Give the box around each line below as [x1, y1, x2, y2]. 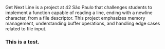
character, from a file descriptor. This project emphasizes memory [5, 15, 145, 21]
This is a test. [5, 38, 40, 45]
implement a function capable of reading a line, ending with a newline [5, 10, 153, 16]
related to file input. [5, 26, 47, 32]
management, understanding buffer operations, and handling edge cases [5, 20, 160, 26]
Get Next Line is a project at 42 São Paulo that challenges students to [5, 5, 153, 10]
